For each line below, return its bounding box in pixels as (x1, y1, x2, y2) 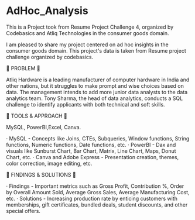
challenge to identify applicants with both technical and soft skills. (6, 101, 165, 108)
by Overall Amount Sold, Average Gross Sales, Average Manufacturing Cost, (6, 188, 190, 195)
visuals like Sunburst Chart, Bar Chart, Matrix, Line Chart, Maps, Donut (6, 147, 177, 154)
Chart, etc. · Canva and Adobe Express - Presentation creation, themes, (6, 153, 179, 160)
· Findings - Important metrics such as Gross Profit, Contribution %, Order (6, 183, 184, 190)
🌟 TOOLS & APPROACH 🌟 (6, 112, 67, 119)
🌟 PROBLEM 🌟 (6, 64, 41, 71)
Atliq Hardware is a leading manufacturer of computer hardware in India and (6, 76, 190, 83)
